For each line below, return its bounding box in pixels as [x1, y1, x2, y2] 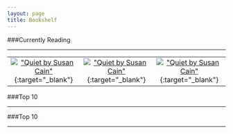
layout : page [7, 10, 45, 17]
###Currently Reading [7, 35, 71, 44]
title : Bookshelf [7, 17, 58, 23]
